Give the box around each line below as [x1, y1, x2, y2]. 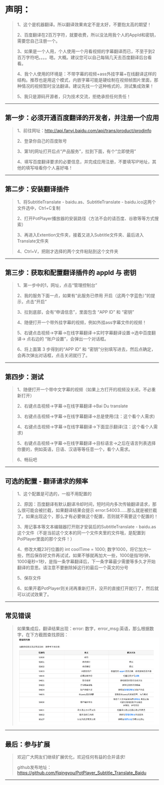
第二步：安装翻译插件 [5, 185, 69, 193]
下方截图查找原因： [30, 631, 69, 637]
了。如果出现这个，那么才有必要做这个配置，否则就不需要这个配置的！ [17, 513, 159, 519]
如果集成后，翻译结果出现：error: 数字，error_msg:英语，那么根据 [17, 625, 150, 631]
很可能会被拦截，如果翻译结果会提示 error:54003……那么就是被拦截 [21, 507, 157, 513]
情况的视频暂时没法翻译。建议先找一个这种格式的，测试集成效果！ [21, 83, 154, 89]
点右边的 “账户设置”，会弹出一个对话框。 [26, 336, 109, 342]
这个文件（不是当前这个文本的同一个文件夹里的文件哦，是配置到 [17, 530, 145, 536]
